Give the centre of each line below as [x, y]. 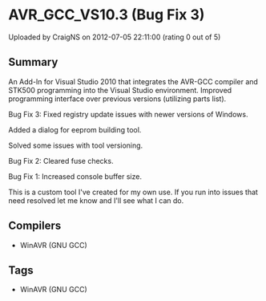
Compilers [35, 226]
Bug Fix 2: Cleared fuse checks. [61, 161]
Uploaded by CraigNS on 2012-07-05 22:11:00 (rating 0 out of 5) [115, 37]
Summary [33, 62]
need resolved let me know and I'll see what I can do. [96, 200]
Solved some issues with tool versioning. [76, 145]
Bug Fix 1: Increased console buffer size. [75, 176]
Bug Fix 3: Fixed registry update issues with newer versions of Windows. [128, 114]
